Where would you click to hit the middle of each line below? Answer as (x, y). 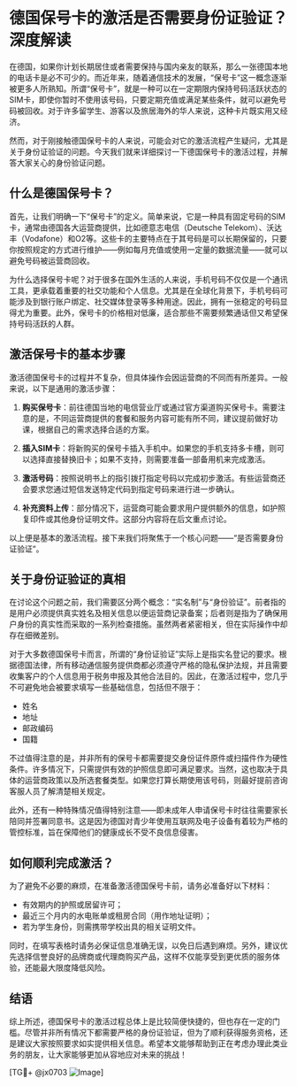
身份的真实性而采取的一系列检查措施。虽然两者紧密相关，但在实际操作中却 (152, 624)
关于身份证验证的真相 (67, 579)
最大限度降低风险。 (75, 968)
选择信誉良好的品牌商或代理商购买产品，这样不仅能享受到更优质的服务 (144, 957)
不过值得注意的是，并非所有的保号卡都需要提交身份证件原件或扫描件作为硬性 (148, 759)
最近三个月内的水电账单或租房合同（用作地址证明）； (117, 916)
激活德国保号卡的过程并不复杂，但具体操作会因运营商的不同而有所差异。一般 (148, 377)
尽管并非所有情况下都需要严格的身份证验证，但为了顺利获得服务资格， (152, 1032)
